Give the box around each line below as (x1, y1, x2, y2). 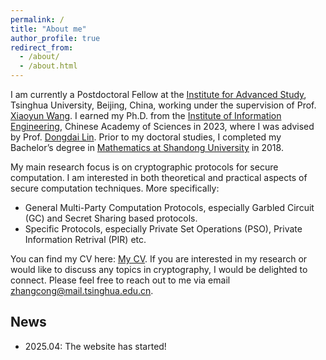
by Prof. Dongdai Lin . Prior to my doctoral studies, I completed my (10, 131, 282, 143)
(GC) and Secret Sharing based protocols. (24, 212, 198, 224)
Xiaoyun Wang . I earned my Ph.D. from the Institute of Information (10, 110, 282, 121)
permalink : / (10, 14, 65, 25)
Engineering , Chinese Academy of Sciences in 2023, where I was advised (10, 121, 315, 132)
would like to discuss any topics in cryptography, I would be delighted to (10, 264, 308, 275)
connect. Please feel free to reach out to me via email (10, 274, 231, 286)
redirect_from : (10, 42, 74, 53)
